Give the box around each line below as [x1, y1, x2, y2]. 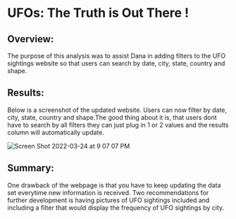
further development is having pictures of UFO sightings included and [7, 196, 210, 204]
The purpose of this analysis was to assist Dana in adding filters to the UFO [7, 51, 226, 60]
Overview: [7, 33, 54, 45]
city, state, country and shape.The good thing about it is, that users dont [7, 113, 217, 121]
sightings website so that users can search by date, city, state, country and [7, 59, 225, 68]
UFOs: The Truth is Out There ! [7, 5, 190, 21]
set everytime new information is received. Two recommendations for [7, 188, 209, 196]
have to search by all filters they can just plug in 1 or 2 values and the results [7, 120, 229, 129]
